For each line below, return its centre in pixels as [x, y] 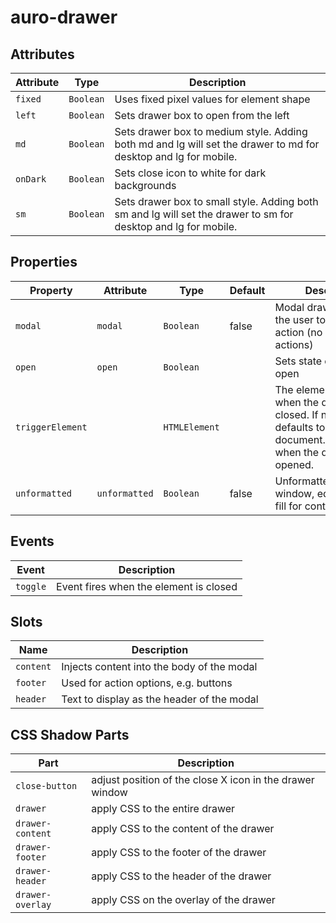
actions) [294, 344]
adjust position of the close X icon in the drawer [203, 780]
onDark [31, 179]
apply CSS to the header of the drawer [181, 876]
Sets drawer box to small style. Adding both [216, 201]
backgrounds [145, 185]
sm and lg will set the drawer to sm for [204, 214]
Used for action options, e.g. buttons [147, 683]
